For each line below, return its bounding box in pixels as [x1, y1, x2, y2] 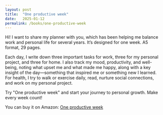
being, [5, 65, 18, 70]
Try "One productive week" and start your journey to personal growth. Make [5, 90, 158, 95]
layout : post [5, 7, 32, 12]
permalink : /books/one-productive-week [5, 21, 86, 26]
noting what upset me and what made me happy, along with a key [19, 65, 151, 70]
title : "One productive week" [5, 12, 69, 17]
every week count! [5, 95, 42, 101]
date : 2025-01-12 [5, 16, 45, 21]
